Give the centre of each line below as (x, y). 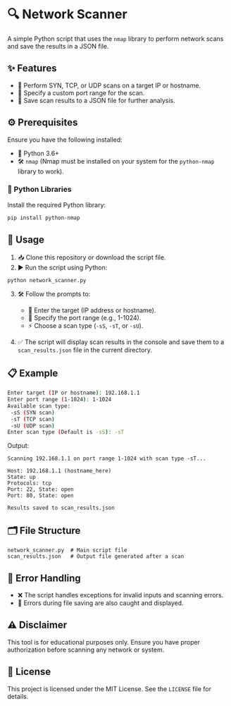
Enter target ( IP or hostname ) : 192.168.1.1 (74, 393)
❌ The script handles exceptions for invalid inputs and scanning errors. (120, 595)
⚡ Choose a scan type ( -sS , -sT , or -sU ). (86, 326)
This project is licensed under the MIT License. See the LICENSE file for (109, 688)
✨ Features (32, 68)
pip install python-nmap (44, 218)
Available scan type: (39, 406)
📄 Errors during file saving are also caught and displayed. (101, 603)
